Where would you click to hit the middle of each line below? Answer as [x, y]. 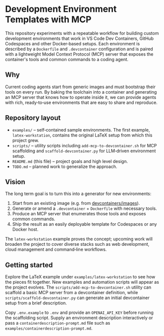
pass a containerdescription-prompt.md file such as [58, 323]
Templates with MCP [48, 19]
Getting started [29, 265]
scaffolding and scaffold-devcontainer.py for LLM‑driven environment [84, 151]
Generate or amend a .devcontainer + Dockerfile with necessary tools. [84, 208]
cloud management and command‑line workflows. [56, 249]
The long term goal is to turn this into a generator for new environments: [78, 194]
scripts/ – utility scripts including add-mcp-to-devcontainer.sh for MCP [84, 145]
